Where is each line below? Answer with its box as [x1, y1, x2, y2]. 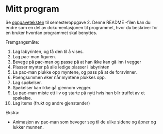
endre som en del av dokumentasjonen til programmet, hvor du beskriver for [5, 24, 158, 30]
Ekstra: [5, 109, 20, 115]
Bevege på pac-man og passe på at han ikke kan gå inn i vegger [12, 59, 141, 65]
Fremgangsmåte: [5, 39, 39, 45]
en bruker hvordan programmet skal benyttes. [5, 30, 98, 35]
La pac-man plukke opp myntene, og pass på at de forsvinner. [12, 69, 137, 75]
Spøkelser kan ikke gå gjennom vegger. [12, 84, 92, 90]
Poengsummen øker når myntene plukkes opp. [12, 74, 106, 80]
